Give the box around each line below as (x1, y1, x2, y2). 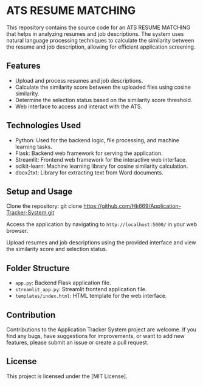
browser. (6, 227, 29, 235)
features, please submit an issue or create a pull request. (6, 339, 149, 346)
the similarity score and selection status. (6, 246, 108, 253)
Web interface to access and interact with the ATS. (15, 103, 143, 110)
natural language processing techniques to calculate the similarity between (6, 36, 194, 44)
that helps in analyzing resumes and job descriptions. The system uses (6, 30, 184, 37)
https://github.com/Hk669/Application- (83, 202, 181, 210)
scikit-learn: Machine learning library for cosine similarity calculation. (15, 162, 188, 170)
